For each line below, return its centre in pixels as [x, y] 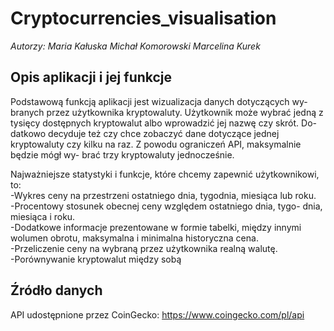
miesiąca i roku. [43, 216]
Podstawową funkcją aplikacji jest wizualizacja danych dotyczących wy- [159, 101]
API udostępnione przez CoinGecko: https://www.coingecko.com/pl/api [157, 314]
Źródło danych [56, 290]
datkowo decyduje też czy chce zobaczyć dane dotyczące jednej [145, 133]
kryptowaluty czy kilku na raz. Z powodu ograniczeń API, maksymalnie [156, 144]
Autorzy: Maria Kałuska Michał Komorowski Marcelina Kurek [135, 46]
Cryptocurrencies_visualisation [143, 18]
